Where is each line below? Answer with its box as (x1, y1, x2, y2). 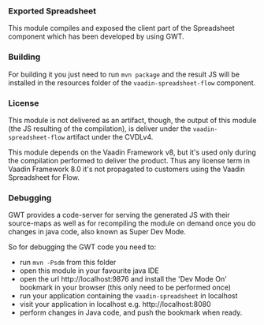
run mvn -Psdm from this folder (19, 258, 117, 267)
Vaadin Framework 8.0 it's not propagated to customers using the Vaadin (8, 164, 246, 174)
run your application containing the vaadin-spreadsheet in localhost (19, 291, 238, 301)
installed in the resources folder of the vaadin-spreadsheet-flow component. (8, 77, 256, 88)
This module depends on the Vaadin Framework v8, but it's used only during (8, 148, 256, 157)
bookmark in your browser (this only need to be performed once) (19, 282, 231, 293)
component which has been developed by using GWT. (8, 32, 184, 41)
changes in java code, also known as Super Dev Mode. (8, 227, 187, 237)
